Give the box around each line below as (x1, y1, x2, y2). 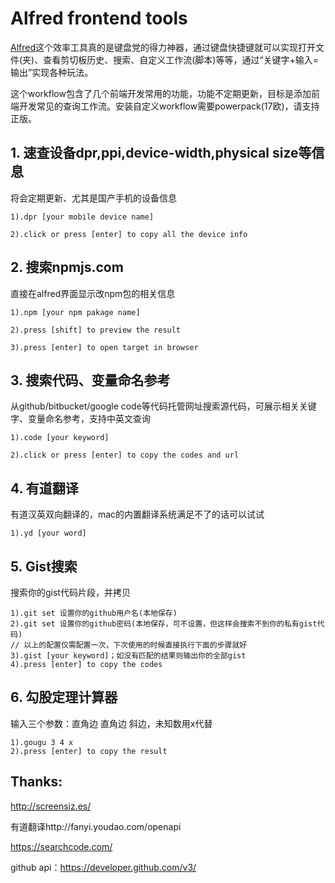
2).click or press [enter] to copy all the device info (10, 229, 248, 239)
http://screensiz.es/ (10, 800, 92, 812)
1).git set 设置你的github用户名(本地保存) (10, 608, 178, 618)
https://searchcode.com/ (10, 840, 113, 852)
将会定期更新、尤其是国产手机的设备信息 (10, 192, 177, 204)
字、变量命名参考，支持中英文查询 (10, 413, 151, 425)
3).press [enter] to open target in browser (10, 342, 199, 352)
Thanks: (10, 773, 63, 791)
